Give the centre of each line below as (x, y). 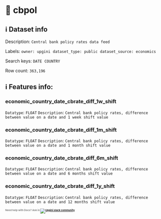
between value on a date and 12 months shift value (60, 202)
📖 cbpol (21, 10)
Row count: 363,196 (25, 70)
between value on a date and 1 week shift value (57, 117)
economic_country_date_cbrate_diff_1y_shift (60, 186)
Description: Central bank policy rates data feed (57, 41)
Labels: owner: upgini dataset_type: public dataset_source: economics (81, 51)
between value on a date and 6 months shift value (59, 174)
